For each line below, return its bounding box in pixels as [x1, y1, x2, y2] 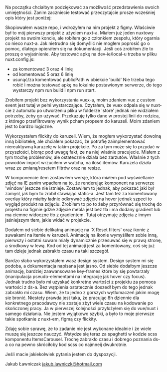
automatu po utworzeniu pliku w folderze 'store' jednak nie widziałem [16, 107, 159, 113]
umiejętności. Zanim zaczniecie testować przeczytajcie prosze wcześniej [5, 9, 156, 15]
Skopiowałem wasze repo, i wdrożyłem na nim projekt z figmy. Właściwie [5, 24, 156, 30]
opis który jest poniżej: [5, 15, 52, 20]
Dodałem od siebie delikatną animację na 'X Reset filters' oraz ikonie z [5, 227, 150, 233]
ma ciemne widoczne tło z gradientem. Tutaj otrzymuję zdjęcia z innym [5, 212, 151, 218]
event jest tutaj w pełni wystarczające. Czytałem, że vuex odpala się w [5, 102, 150, 108]
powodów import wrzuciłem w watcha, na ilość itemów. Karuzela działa [5, 160, 152, 165]
